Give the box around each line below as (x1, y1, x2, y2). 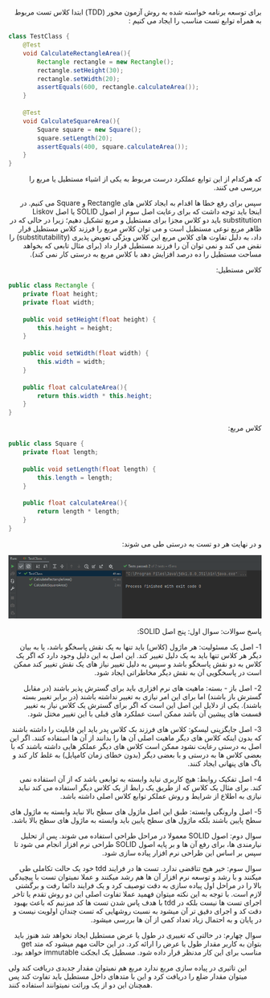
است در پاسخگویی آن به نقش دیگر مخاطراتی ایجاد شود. (94, 667, 262, 677)
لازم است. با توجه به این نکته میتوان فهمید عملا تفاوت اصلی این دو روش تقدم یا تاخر (11, 889, 262, 898)
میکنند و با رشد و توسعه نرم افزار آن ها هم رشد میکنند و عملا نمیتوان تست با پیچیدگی (9, 872, 262, 881)
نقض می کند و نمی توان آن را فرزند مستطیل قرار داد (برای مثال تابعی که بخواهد (22, 241, 262, 251)
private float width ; (22, 298, 95, 306)
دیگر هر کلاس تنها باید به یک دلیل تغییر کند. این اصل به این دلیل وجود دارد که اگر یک (15, 650, 262, 660)
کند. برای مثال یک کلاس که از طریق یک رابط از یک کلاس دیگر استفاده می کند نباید (18, 783, 262, 792)
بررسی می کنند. (213, 182, 262, 192)
